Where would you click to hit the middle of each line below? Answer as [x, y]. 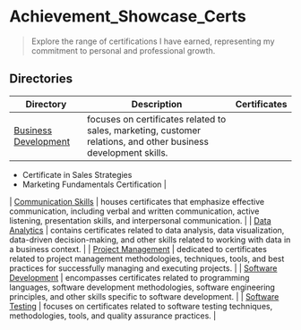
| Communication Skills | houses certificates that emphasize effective [137, 201]
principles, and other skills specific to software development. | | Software [144, 296]
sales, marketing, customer [144, 130]
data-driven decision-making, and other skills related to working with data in [150, 240]
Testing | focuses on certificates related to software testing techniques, [141, 306]
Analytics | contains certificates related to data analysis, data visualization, [147, 230]
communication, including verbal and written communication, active [134, 211]
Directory [46, 104]
